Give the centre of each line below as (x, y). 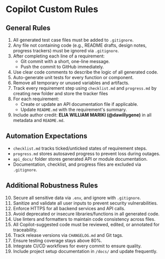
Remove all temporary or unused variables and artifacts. (71, 83)
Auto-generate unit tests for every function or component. (73, 77)
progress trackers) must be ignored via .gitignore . (66, 51)
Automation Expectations (47, 136)
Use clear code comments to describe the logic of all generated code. (86, 72)
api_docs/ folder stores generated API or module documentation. (80, 159)
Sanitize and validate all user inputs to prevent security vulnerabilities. (85, 203)
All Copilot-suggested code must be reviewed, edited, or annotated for (86, 224)
